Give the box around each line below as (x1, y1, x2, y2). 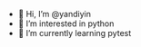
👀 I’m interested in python (17, 18, 115, 29)
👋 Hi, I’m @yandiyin (17, 9, 91, 19)
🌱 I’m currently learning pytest (17, 28, 132, 38)
